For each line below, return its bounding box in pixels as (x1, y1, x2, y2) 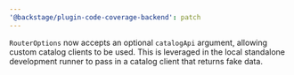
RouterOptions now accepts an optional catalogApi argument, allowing (9, 37, 268, 48)
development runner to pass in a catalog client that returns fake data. (9, 56, 263, 66)
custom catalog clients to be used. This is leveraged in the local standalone (9, 46, 285, 57)
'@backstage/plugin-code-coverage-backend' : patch (9, 12, 201, 22)
